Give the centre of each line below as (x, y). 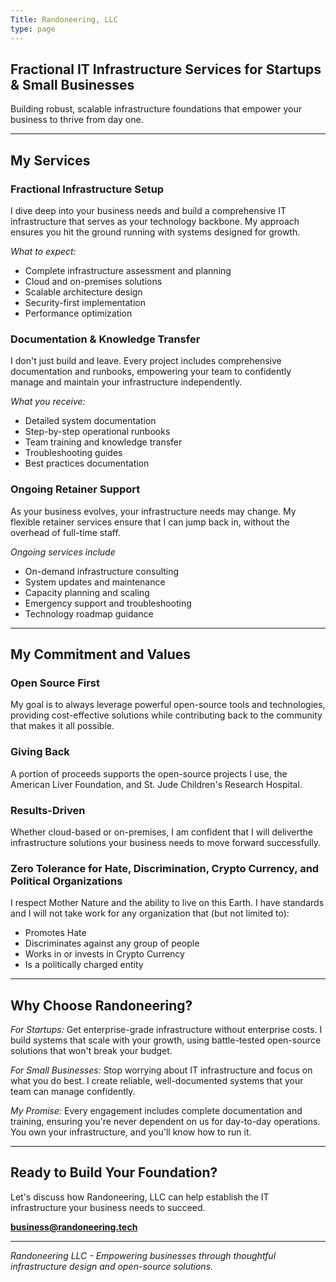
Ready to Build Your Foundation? (114, 1172)
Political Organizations (66, 881)
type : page (33, 29)
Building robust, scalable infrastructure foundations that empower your (156, 109)
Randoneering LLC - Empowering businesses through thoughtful (143, 1255)
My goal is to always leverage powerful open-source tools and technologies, (168, 705)
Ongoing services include (63, 552)
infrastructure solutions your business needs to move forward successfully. (166, 842)
